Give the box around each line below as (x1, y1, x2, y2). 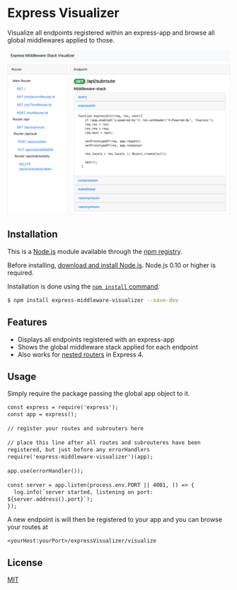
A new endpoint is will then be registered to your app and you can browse (7, 515, 223, 524)
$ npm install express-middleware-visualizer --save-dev (7, 296, 179, 303)
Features (7, 316, 47, 328)
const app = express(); (7, 411, 78, 418)
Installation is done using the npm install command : (7, 282, 161, 291)
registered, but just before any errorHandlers (7, 446, 151, 453)
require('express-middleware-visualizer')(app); (7, 453, 154, 461)
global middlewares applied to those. (7, 35, 115, 44)
